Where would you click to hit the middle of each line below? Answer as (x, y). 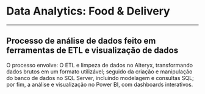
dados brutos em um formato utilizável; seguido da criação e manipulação (99, 72)
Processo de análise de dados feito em (81, 41)
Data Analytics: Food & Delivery (88, 11)
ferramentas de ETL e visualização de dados (92, 51)
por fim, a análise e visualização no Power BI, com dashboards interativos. (100, 84)
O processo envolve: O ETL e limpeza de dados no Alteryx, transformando (100, 65)
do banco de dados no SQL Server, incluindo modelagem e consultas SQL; (100, 78)
